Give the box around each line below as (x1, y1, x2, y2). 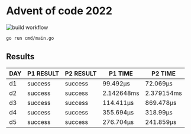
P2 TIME (151, 69, 176, 78)
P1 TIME (108, 69, 133, 78)
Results (6, 52, 35, 62)
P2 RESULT (64, 69, 97, 78)
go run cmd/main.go (6, 35, 54, 41)
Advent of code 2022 (6, 4, 112, 18)
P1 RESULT (27, 69, 59, 78)
